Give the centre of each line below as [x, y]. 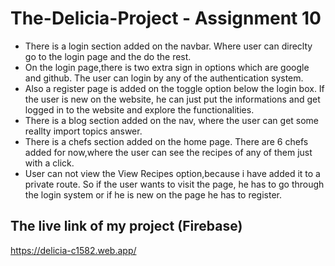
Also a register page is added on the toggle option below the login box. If [174, 88]
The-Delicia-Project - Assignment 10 [166, 18]
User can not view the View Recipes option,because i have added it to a [172, 173]
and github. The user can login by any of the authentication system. [164, 78]
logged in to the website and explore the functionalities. [139, 109]
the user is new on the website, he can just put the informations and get [172, 99]
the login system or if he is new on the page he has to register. [153, 194]
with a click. [49, 163]
